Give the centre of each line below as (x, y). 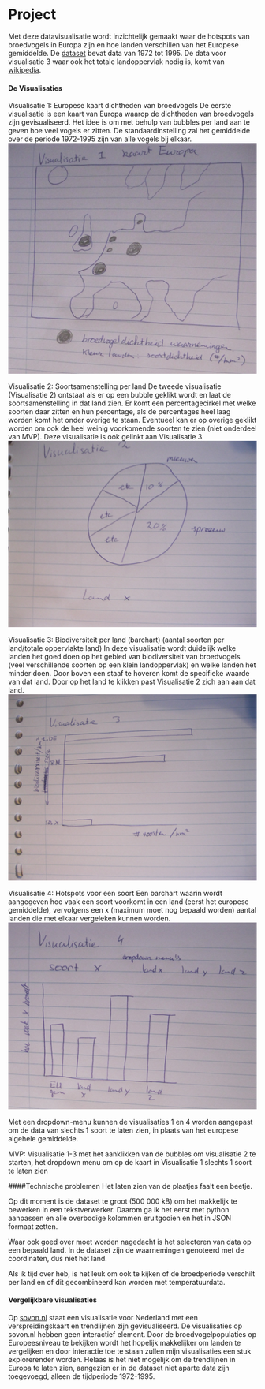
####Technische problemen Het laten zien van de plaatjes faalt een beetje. (131, 1186)
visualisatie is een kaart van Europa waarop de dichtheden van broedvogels (131, 114)
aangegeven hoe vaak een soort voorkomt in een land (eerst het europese (129, 902)
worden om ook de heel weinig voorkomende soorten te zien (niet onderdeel (132, 428)
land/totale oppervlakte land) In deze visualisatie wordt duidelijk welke (122, 648)
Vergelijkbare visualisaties (52, 1300)
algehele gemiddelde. (43, 1138)
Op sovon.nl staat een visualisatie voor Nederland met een (103, 1317)
